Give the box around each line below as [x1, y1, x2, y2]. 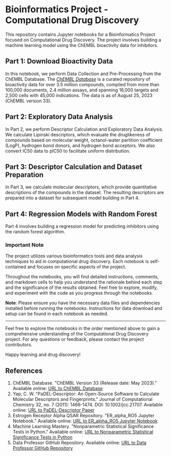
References [5, 366, 43, 375]
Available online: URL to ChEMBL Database [12, 386, 103, 392]
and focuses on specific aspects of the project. [27, 264, 126, 270]
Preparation [5, 170, 44, 179]
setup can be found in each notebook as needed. [5, 310, 108, 317]
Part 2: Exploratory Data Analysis [5, 112, 113, 121]
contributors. [5, 342, 33, 348]
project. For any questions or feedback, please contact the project [5, 336, 144, 343]
